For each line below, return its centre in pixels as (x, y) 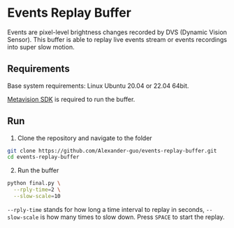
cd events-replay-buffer (43, 157)
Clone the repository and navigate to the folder (85, 138)
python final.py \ (34, 183)
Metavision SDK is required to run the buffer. (71, 99)
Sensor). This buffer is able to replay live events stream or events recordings (117, 39)
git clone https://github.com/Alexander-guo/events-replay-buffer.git (112, 151)
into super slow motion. (41, 47)
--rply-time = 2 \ (37, 190)
